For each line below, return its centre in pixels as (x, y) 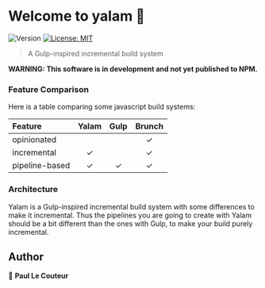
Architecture (33, 190)
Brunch (150, 126)
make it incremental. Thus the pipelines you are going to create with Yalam (130, 215)
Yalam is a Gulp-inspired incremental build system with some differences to (132, 206)
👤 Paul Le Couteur (38, 276)
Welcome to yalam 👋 (77, 16)
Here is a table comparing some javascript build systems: (102, 107)
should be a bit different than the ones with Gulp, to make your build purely (131, 223)
